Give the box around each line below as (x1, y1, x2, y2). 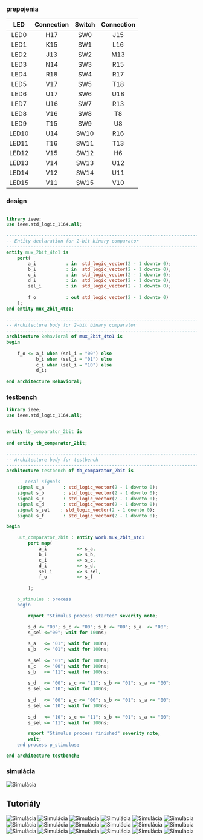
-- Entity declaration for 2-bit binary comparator (6, 238, 139, 244)
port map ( (28, 540, 53, 546)
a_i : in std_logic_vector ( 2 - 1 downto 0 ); (28, 260, 172, 267)
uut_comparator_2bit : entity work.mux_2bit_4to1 (17, 534, 145, 541)
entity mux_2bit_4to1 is (6, 249, 69, 255)
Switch (74, 21, 95, 29)
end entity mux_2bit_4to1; (6, 306, 74, 312)
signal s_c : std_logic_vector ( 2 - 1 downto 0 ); (17, 496, 158, 502)
